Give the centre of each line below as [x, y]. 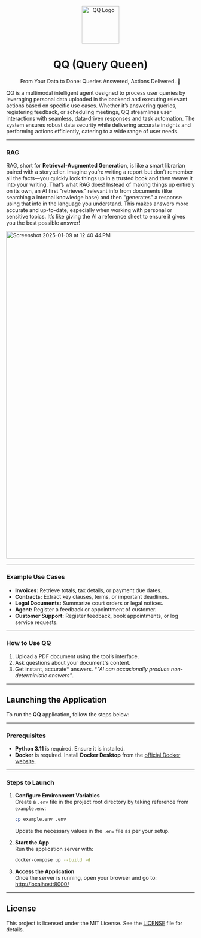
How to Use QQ [29, 643]
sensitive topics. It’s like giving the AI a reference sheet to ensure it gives [96, 217]
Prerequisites [26, 736]
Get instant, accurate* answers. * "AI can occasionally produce [92, 669]
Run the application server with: [54, 849]
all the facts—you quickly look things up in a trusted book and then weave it [100, 178]
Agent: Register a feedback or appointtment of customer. [86, 609]
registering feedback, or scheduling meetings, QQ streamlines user [89, 112]
